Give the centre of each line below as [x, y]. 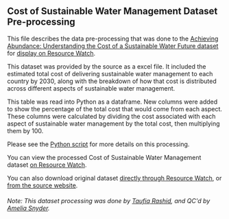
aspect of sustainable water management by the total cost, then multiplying [114, 124]
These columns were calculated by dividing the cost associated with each [111, 116]
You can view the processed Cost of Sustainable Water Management [104, 157]
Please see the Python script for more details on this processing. [98, 144]
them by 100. [25, 130]
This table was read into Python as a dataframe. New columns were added [112, 102]
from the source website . [43, 185]
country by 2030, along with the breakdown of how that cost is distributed [112, 81]
